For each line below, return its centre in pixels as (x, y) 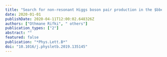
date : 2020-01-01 (23, 14)
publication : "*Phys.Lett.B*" (37, 42)
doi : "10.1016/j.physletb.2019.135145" (46, 47)
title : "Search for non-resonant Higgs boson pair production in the (79, 10)
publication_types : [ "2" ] (32, 28)
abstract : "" (19, 33)
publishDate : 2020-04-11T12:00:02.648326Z (50, 19)
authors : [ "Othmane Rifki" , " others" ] (46, 24)
